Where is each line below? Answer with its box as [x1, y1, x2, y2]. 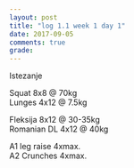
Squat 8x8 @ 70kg [9, 88, 78, 99]
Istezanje [9, 70, 43, 81]
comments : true [9, 37, 66, 47]
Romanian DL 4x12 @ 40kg [9, 124, 109, 134]
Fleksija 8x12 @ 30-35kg [9, 115, 101, 125]
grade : [9, 46, 34, 55]
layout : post [9, 12, 58, 22]
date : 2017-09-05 [9, 29, 74, 38]
